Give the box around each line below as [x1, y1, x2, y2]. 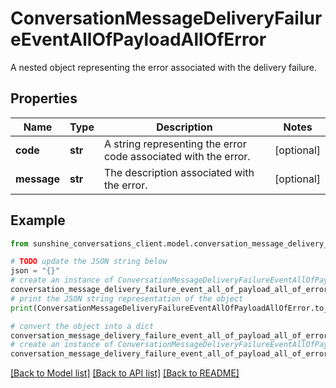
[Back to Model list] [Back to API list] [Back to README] [10, 367, 240, 379]
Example [10, 212, 66, 229]
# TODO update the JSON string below [10, 257, 168, 267]
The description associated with [103, 165, 255, 179]
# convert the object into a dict [10, 321, 155, 331]
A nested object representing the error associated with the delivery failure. [10, 61, 318, 73]
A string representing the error [103, 137, 247, 151]
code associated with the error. [103, 149, 251, 163]
